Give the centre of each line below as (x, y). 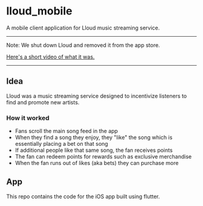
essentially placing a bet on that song (62, 144)
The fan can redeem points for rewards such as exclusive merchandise (103, 157)
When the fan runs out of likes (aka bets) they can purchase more (97, 163)
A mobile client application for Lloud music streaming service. (83, 28)
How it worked (28, 117)
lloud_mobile (39, 11)
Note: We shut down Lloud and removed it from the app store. (83, 45)
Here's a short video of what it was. (50, 57)
